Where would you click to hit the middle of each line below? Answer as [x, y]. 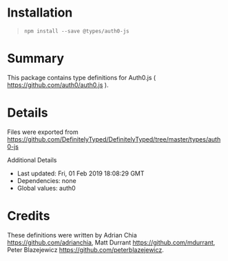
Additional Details [32, 159]
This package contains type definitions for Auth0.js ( [82, 77]
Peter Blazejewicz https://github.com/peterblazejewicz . [85, 249]
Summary [35, 58]
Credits [29, 216]
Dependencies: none [47, 180]
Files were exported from [43, 132]
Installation [40, 13]
